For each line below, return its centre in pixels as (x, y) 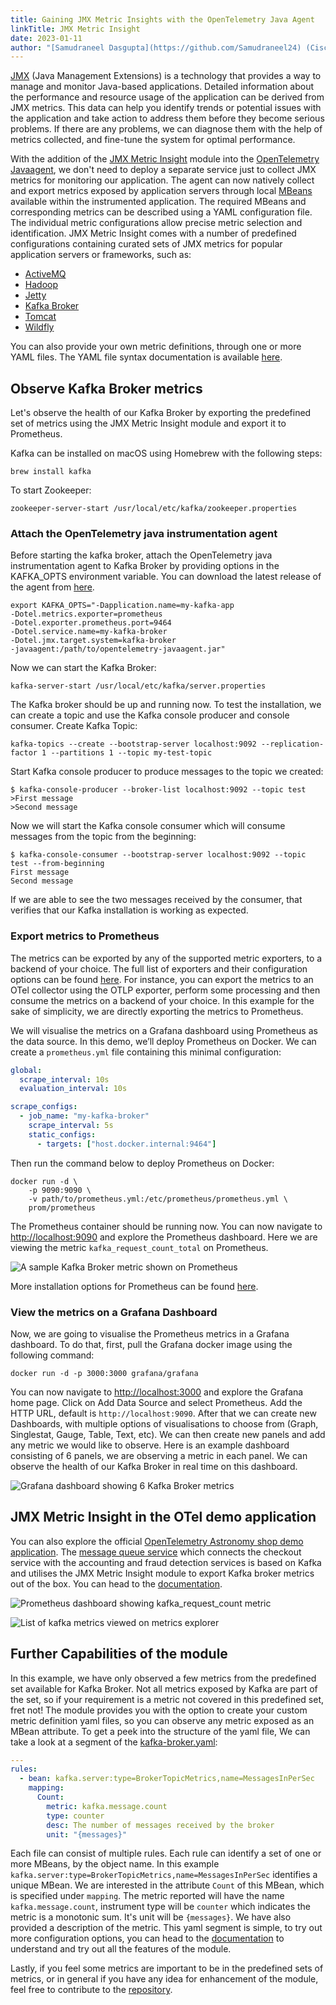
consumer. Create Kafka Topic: (74, 726)
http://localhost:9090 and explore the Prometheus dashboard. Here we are (164, 1237)
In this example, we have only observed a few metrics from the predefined (163, 1678)
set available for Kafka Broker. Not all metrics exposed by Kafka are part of (164, 1688)
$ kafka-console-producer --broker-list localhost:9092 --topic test (158, 790)
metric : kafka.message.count (107, 1806)
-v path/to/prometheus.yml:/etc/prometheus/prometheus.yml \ (158, 1199)
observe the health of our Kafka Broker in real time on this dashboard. (154, 1466)
